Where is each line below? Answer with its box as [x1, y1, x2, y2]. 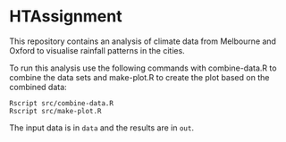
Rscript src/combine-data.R [9, 98, 114, 108]
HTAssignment [9, 6, 122, 27]
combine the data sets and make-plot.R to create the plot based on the [9, 71, 270, 82]
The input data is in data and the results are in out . [9, 122, 195, 133]
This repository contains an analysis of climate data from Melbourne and [9, 36, 277, 46]
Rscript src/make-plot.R [9, 106, 102, 115]
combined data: [9, 81, 67, 92]
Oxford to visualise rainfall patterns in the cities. [9, 45, 185, 55]
